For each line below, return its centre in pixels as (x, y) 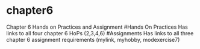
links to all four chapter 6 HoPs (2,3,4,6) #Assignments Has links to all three (100, 33)
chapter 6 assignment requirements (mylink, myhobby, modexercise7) (93, 39)
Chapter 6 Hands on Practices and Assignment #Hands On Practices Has (97, 27)
